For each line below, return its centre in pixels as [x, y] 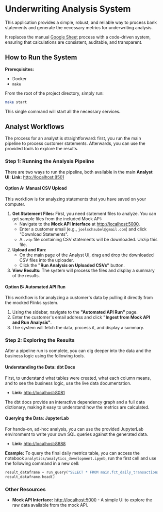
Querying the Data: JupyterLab [37, 418]
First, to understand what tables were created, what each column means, [78, 378]
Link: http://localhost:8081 [38, 392]
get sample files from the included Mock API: [57, 219]
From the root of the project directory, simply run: [54, 93]
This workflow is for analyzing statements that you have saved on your [76, 199]
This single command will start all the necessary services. [63, 111]
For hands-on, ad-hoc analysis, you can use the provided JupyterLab [74, 429]
